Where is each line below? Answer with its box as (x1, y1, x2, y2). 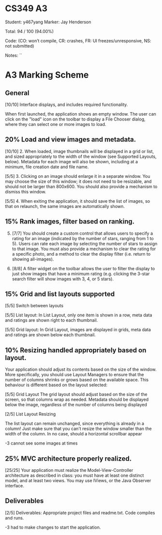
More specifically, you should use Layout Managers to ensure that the (5, 372, 144, 378)
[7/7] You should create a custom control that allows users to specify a (12, 230, 153, 236)
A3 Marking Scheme (5, 69, 89, 81)
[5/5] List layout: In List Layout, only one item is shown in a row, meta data (5, 312, 152, 318)
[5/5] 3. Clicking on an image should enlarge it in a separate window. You (5, 173, 150, 179)
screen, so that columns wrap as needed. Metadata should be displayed (5, 397, 149, 402)
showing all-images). (12, 256, 54, 262)
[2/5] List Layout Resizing (5, 411, 56, 417)
